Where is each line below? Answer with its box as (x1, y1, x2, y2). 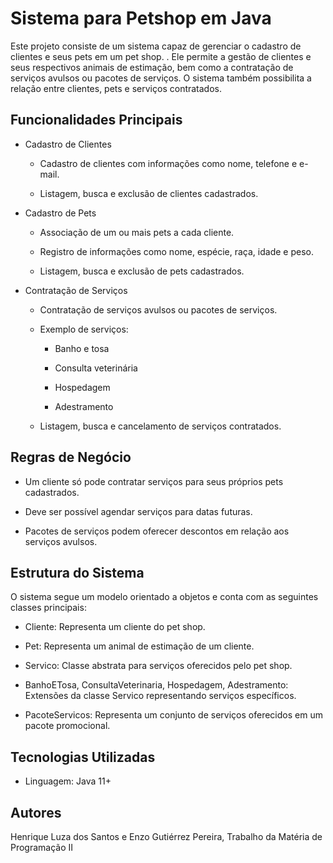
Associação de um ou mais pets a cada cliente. (39, 226, 235, 238)
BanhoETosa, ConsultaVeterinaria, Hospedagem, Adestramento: (24, 679, 289, 691)
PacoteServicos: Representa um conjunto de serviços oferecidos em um (24, 709, 323, 721)
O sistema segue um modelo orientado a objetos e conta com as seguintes (10, 591, 319, 603)
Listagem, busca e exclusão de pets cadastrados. (39, 265, 245, 277)
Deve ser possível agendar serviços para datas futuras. (24, 505, 253, 517)
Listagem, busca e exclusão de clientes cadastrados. (39, 187, 259, 199)
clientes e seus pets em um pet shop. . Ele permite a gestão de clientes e (10, 50, 312, 62)
